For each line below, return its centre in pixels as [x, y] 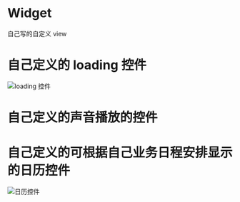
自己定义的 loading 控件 [77, 65]
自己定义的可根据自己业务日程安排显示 [120, 153]
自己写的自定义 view [37, 33]
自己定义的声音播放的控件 [83, 118]
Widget [30, 13]
